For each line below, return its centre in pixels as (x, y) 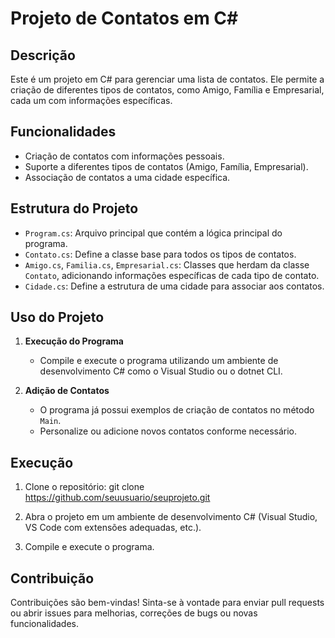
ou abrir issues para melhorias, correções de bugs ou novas (134, 613)
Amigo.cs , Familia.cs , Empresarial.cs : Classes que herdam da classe (167, 264)
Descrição (43, 55)
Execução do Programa (74, 341)
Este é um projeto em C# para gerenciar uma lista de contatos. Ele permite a (167, 79)
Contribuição (52, 578)
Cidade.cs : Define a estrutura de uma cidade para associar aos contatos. (174, 286)
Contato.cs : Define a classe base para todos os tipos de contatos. (160, 254)
